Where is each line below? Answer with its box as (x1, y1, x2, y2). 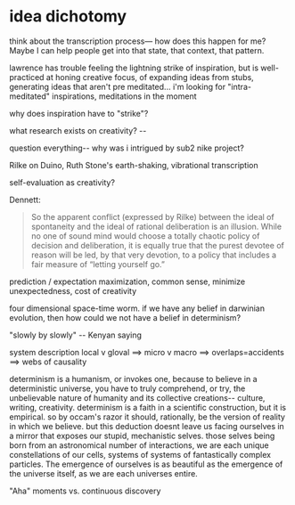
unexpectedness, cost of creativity (9, 285, 137, 296)
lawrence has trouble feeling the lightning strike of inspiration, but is (9, 62, 259, 73)
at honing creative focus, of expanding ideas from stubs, (45, 71, 254, 82)
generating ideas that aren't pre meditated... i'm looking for (9, 81, 225, 92)
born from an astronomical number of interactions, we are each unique (9, 439, 269, 451)
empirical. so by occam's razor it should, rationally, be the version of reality (9, 411, 285, 422)
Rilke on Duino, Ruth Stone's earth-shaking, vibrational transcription (9, 159, 258, 170)
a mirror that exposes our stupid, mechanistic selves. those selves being (9, 430, 275, 441)
